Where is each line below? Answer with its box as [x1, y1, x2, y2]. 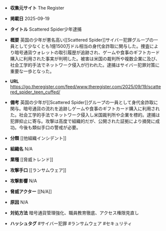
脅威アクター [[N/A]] [10, 188, 52, 194]
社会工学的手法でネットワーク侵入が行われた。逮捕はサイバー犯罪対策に [10, 62, 160, 68]
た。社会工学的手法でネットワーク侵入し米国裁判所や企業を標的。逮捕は [10, 112, 160, 118]
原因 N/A [10, 199, 29, 205]
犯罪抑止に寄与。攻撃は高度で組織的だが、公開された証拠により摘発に [10, 118, 156, 124]
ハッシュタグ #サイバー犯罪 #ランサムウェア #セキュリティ [10, 220, 132, 226]
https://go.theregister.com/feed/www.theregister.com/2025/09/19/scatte [10, 84, 161, 89]
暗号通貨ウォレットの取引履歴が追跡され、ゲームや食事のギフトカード [14, 50, 160, 55]
